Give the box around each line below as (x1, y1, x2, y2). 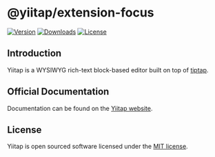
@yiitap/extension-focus (7, 5, 154, 21)
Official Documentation (7, 86, 110, 98)
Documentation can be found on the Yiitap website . (7, 104, 153, 112)
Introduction (7, 48, 62, 59)
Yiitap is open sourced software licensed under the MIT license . (7, 143, 188, 151)
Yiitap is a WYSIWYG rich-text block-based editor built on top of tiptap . (7, 65, 209, 74)
